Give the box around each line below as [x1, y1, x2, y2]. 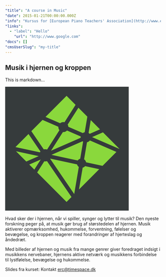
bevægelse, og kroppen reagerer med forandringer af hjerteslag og [5, 231, 142, 237]
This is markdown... [5, 77, 45, 83]
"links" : [5, 24, 23, 29]
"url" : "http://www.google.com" [14, 34, 81, 39]
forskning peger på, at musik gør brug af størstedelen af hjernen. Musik [5, 221, 151, 226]
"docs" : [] [5, 40, 28, 45]
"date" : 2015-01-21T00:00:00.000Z [5, 13, 77, 18]
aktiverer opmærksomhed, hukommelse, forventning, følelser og [5, 226, 136, 232]
